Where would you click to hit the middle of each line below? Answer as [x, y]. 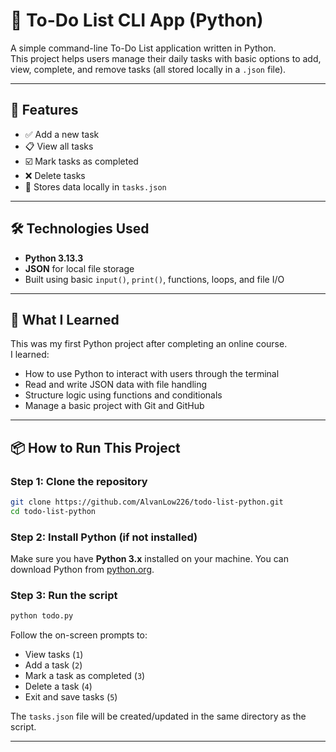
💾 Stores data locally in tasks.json [95, 186]
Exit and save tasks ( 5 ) [71, 697]
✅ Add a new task [62, 134]
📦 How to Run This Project [95, 447]
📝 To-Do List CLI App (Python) [137, 20]
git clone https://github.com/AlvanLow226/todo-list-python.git [147, 502]
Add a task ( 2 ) [53, 665]
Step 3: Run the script [64, 596]
